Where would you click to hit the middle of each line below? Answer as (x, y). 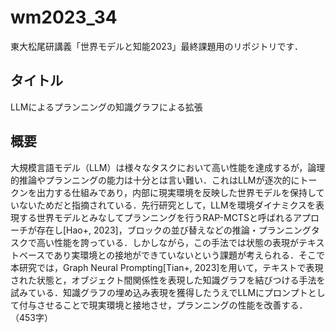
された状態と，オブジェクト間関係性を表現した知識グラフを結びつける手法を (168, 280)
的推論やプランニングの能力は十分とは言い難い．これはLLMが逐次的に (155, 180)
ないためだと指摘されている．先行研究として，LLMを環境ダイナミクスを (167, 205)
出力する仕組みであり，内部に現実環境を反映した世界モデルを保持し (176, 192)
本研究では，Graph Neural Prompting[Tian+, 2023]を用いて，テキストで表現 (167, 267)
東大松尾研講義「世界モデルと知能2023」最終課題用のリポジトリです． (156, 46)
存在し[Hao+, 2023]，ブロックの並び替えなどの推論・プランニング (174, 230)
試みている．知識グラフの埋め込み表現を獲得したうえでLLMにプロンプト (159, 292)
